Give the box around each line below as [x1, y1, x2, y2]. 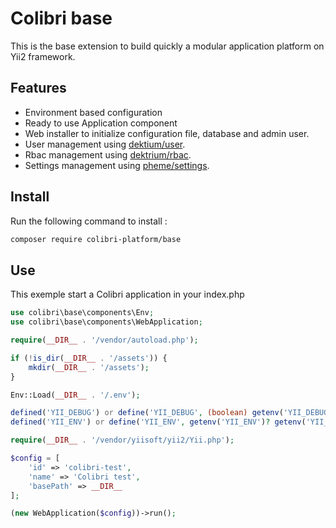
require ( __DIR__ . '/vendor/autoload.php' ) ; [10, 335, 199, 345]
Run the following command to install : [10, 215, 168, 227]
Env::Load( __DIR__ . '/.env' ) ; [10, 390, 141, 400]
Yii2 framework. [10, 50, 76, 62]
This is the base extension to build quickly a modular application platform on [10, 40, 325, 52]
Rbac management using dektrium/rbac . [24, 148, 192, 161]
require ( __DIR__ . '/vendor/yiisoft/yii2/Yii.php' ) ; [10, 435, 235, 446]
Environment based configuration [24, 106, 163, 118]
